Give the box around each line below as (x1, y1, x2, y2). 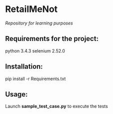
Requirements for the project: (5, 34, 99, 43)
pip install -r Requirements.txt (5, 75, 66, 81)
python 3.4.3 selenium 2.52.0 (5, 47, 65, 53)
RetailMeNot (5, 3, 58, 15)
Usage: (5, 90, 28, 98)
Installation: (5, 62, 43, 71)
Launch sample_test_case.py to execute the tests (5, 103, 108, 109)
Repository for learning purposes (5, 20, 73, 26)
